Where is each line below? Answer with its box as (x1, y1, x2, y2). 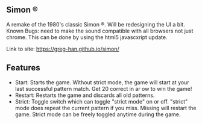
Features (6, 63, 40, 73)
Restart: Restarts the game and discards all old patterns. (14, 91, 155, 99)
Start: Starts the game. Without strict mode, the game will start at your (14, 78, 189, 86)
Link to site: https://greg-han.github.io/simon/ (6, 45, 119, 52)
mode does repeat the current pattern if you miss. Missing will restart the (14, 104, 197, 111)
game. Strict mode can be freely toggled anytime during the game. (14, 111, 181, 118)
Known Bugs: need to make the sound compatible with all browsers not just (6, 27, 194, 34)
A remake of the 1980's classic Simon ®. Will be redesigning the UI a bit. (6, 20, 185, 28)
